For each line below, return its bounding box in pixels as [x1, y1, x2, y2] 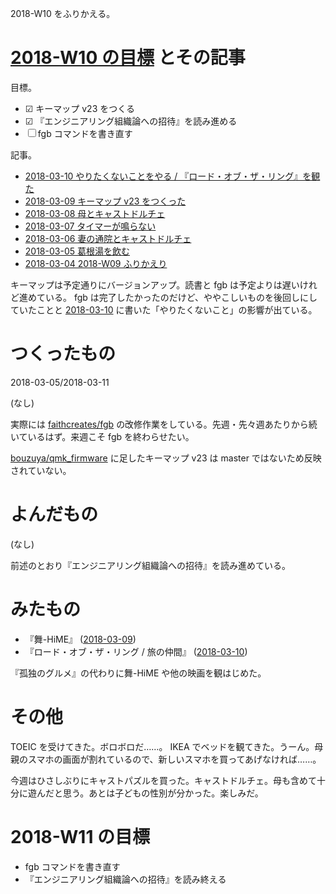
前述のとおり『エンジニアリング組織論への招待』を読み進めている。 [10, 559, 291, 571]
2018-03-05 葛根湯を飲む [24, 245, 130, 257]
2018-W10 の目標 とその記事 [10, 47, 246, 69]
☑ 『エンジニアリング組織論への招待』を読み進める [24, 115, 238, 127]
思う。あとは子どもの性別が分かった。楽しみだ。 [62, 787, 264, 799]
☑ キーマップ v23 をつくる [24, 102, 135, 114]
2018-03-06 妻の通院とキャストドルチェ [24, 232, 192, 244]
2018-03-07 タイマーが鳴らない [24, 220, 157, 232]
